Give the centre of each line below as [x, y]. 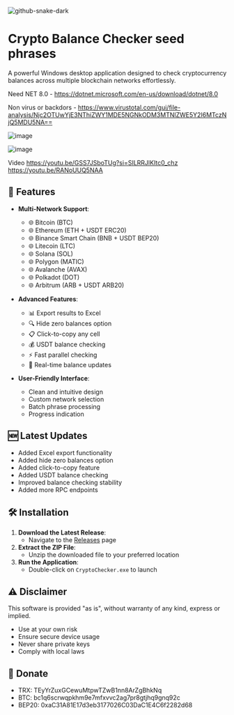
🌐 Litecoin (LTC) [52, 246]
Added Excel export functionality [65, 452]
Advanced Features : [48, 299]
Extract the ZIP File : [47, 548]
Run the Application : [48, 562]
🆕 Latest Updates [48, 436]
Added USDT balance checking [63, 475]
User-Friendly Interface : [54, 378]
